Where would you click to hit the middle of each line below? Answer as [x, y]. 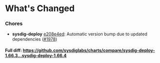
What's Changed [40, 8]
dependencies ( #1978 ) [35, 39]
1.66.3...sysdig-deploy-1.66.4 [36, 56]
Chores [14, 24]
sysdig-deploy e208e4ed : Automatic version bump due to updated [80, 34]
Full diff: [14, 50]
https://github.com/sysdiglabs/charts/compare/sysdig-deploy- [89, 50]
